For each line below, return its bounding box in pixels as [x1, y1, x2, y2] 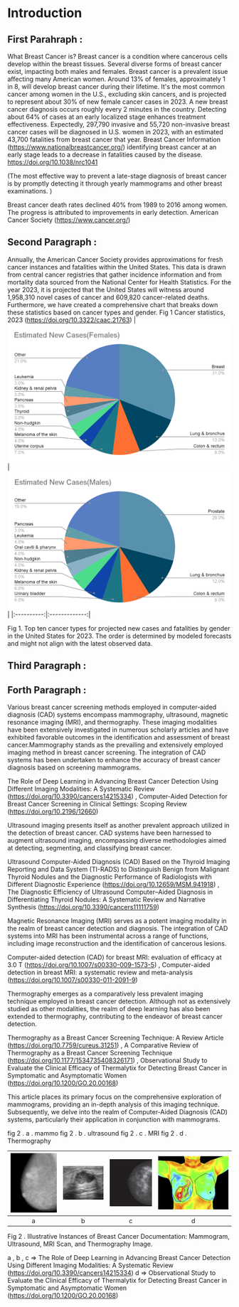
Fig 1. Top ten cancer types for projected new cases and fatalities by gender [7, 624, 230, 632]
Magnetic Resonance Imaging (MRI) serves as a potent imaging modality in [7, 917, 227, 925]
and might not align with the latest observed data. [7, 639, 153, 648]
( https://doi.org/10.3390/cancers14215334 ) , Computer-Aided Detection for [7, 792, 228, 801]
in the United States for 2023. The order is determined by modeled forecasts [7, 631, 232, 640]
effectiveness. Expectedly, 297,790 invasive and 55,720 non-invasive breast [7, 120, 230, 129]
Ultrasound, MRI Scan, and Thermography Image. [7, 1239, 153, 1249]
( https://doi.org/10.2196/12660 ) [7, 807, 99, 816]
